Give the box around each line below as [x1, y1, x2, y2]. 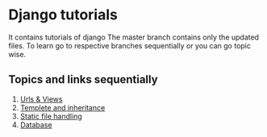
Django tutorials [8, 6, 119, 24]
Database [19, 119, 52, 130]
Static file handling [19, 111, 82, 121]
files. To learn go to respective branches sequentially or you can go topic [8, 40, 252, 50]
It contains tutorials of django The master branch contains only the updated [8, 32, 260, 42]
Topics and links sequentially [8, 73, 159, 86]
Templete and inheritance [19, 102, 106, 112]
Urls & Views [19, 94, 63, 104]
